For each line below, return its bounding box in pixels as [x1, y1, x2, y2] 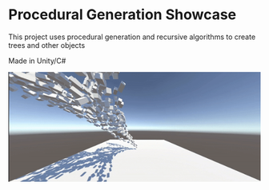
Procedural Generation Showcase [8, 6, 237, 24]
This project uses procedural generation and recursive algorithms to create [8, 32, 256, 42]
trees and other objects [8, 40, 86, 49]
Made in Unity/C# [8, 56, 66, 65]
